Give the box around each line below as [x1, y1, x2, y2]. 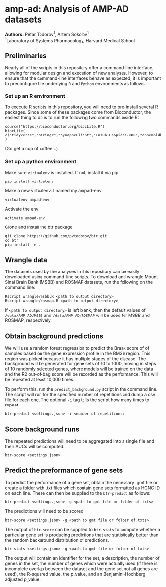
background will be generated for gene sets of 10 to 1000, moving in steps [5, 361, 157, 367]
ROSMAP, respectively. [5, 317, 52, 323]
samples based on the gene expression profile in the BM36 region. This [5, 350, 151, 357]
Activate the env [5, 206, 39, 212]
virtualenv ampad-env [5, 197, 50, 202]
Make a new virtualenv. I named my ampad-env [5, 187, 102, 193]
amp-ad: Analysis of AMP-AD [5, 3, 129, 15]
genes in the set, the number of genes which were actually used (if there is [5, 560, 158, 566]
